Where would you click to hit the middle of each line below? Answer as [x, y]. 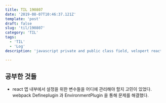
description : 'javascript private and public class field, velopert [77, 51]
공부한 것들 [21, 76]
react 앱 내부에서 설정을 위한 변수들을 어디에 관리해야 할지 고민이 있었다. [82, 89]
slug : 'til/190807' [25, 28]
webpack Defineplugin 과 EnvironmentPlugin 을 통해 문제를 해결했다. [81, 95]
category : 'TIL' [22, 33]
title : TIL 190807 [24, 10]
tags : [11, 37]
